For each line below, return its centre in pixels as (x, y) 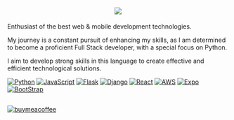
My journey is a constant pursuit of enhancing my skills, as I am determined (117, 40)
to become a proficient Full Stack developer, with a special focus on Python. (117, 47)
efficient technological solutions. (54, 68)
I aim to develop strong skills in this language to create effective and (106, 61)
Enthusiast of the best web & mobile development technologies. (99, 26)
